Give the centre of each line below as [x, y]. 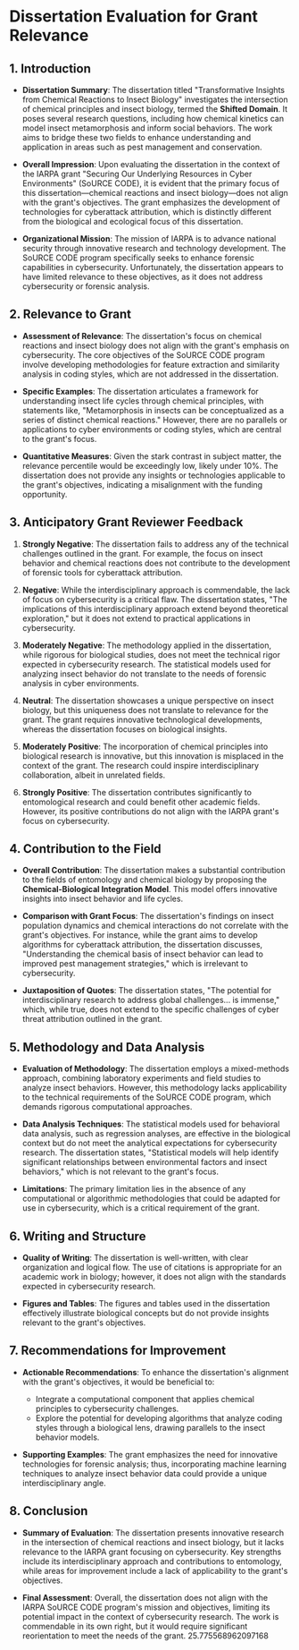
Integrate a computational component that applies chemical [145, 1399]
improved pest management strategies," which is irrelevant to [135, 964]
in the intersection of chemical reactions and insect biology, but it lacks [153, 1542]
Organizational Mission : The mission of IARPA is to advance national [149, 238]
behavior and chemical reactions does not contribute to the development [156, 563]
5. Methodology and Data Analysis [107, 1047]
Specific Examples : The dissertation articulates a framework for [140, 391]
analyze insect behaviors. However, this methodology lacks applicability [154, 1088]
